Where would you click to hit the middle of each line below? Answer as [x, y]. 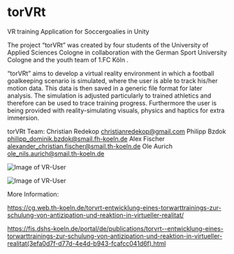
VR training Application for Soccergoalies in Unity [78, 31]
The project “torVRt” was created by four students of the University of [108, 45]
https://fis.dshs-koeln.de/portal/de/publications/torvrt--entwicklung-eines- [115, 228]
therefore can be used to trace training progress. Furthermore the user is [112, 103]
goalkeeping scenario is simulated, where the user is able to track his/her [112, 80]
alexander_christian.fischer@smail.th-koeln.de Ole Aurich [90, 146]
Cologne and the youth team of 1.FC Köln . [68, 59]
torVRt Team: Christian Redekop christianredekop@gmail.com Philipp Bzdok [117, 131]
